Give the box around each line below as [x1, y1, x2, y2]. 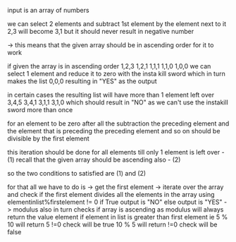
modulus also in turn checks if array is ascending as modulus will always [13, 205, 224, 214]
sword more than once [7, 106, 73, 114]
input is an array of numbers [7, 6, 89, 14]
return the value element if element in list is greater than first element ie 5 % [7, 213, 228, 221]
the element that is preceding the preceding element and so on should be [7, 127, 221, 135]
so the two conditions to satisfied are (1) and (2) [7, 169, 147, 177]
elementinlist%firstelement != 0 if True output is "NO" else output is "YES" [7, 198, 223, 206]
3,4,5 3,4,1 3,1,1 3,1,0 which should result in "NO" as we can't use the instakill [7, 98, 229, 107]
